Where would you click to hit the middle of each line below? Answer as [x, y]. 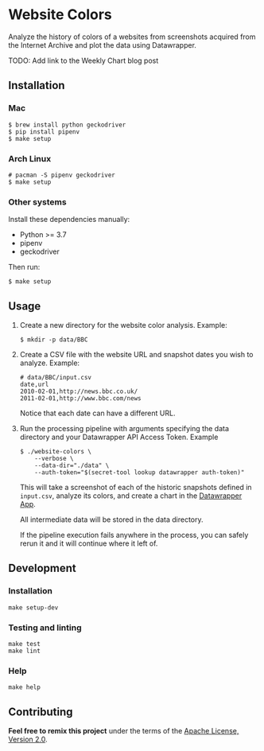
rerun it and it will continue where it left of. [89, 543]
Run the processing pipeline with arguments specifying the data [124, 429]
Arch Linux [30, 158]
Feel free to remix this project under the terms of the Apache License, [124, 731]
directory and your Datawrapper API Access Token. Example [119, 437]
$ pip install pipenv [44, 132]
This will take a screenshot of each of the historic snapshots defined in [136, 488]
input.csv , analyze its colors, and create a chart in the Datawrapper [131, 496]
